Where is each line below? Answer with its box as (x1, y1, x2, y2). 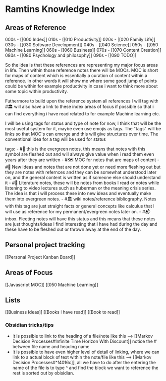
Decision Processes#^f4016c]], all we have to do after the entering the (12, 359, 156, 365)
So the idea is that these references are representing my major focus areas (5, 62, 158, 68)
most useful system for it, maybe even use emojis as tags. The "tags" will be (5, 126, 161, 131)
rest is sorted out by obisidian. (12, 370, 74, 376)
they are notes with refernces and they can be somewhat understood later (5, 169, 157, 175)
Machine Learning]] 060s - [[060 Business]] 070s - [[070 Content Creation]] (5, 47, 162, 53)
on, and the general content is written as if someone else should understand (5, 175, 161, 180)
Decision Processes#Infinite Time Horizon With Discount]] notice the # (12, 338, 157, 344)
